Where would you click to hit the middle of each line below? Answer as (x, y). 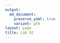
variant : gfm (27, 23)
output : (13, 10)
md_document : (23, 14)
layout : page (18, 28)
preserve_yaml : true (35, 19)
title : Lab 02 (20, 33)
